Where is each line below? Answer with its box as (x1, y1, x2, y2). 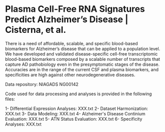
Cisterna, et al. (5, 25, 66, 35)
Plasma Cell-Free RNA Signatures (5, 3, 145, 15)
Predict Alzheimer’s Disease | (5, 14, 129, 25)
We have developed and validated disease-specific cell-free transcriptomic (5, 51, 158, 57)
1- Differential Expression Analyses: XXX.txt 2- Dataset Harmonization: (5, 106, 148, 111)
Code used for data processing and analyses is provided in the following (5, 91, 152, 97)
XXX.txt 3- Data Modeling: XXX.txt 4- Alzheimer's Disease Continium (5, 110, 146, 116)
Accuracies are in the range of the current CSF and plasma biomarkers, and (5, 66, 159, 72)
